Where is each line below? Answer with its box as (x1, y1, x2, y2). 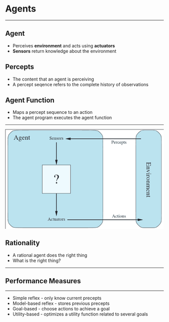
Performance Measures (5, 277, 81, 285)
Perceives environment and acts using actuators (12, 42, 115, 48)
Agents (5, 3, 36, 15)
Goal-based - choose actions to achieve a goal (12, 305, 110, 311)
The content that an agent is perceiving (12, 76, 95, 82)
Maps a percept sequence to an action (12, 109, 93, 115)
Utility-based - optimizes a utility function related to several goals (12, 311, 148, 317)
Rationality (5, 239, 40, 247)
